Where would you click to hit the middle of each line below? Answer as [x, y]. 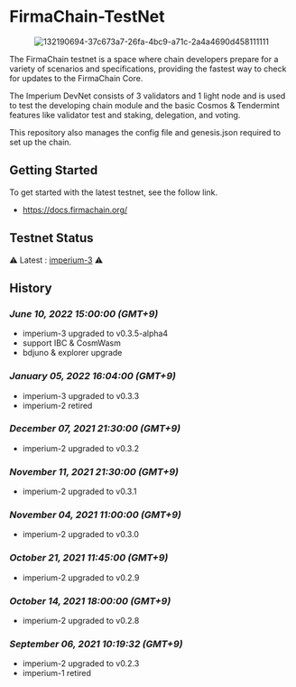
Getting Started [54, 170]
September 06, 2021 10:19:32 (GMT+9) [96, 644]
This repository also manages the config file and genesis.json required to [145, 132]
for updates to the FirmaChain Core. [76, 78]
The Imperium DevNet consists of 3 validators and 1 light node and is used [148, 96]
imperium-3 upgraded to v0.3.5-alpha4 [95, 334]
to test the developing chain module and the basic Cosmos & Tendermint [144, 105]
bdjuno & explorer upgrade [72, 353]
